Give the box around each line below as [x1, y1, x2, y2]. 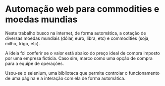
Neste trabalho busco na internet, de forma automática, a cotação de [5, 30, 146, 36]
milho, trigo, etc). [5, 40, 40, 46]
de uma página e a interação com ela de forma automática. [5, 75, 125, 81]
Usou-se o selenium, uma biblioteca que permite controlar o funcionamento [5, 70, 160, 76]
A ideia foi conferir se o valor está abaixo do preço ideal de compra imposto [5, 50, 160, 56]
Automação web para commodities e [5, 3, 160, 15]
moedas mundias [5, 14, 78, 25]
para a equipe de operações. [5, 60, 64, 66]
